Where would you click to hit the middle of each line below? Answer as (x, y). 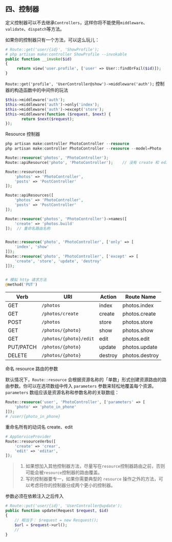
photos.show (138, 330)
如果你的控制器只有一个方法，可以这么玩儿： (52, 39)
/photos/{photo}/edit (68, 339)
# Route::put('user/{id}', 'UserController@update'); (64, 506)
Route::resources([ (26, 172)
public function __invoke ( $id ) (39, 59)
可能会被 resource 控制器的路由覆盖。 (64, 472)
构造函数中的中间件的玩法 (41, 90)
